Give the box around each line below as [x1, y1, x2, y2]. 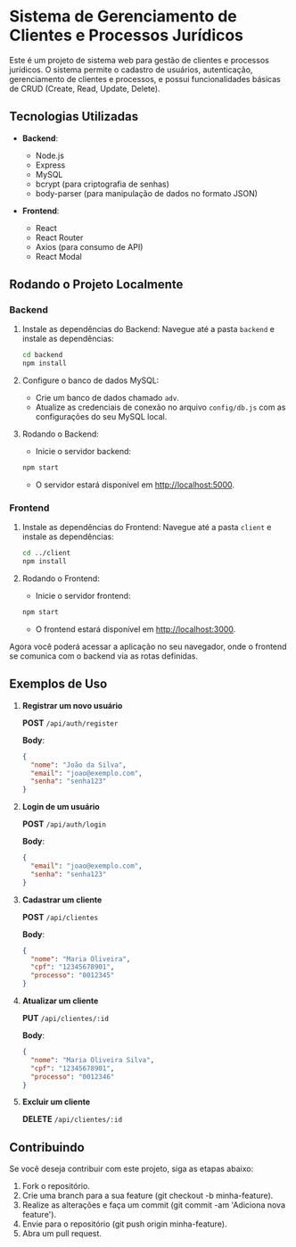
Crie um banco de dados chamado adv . [35, 393, 180, 403]
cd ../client [21, 549, 71, 558]
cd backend [21, 351, 63, 360]
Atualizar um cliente [21, 995, 99, 1006]
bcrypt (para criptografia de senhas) [35, 179, 169, 189]
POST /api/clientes [21, 911, 99, 922]
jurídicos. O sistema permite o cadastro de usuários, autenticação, [9, 64, 253, 75]
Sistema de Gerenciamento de [9, 6, 238, 27]
